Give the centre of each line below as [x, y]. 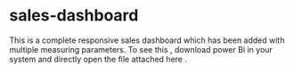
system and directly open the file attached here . [98, 59]
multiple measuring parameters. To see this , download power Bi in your [141, 49]
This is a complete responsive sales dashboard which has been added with [147, 40]
